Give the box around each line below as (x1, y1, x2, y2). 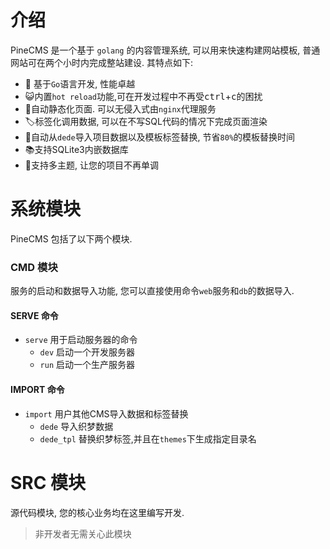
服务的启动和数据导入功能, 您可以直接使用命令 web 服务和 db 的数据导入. (10, 285, 295, 297)
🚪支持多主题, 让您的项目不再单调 (24, 159, 159, 171)
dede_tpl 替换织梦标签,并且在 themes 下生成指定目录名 (39, 432, 257, 445)
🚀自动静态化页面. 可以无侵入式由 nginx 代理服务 (24, 102, 217, 115)
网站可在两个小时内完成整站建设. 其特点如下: (10, 56, 194, 68)
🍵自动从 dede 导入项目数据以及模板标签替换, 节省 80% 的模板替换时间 (24, 131, 296, 143)
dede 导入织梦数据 (39, 420, 114, 432)
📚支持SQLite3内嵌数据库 (24, 143, 129, 155)
